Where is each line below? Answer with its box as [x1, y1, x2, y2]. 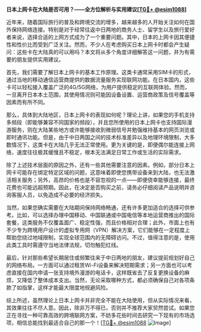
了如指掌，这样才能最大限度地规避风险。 [11, 284, 111, 291]
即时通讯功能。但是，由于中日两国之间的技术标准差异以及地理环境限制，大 [6, 134, 190, 141]
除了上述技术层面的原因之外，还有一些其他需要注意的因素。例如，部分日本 [6, 162, 190, 168]
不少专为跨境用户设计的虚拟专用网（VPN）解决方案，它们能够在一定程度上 [6, 227, 190, 233]
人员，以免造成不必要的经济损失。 [22, 191, 106, 198]
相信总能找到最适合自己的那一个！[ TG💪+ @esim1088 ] [16, 319, 172, 326]
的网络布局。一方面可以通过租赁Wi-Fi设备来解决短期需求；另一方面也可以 [6, 261, 187, 269]
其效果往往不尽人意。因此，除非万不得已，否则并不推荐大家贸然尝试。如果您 [6, 304, 195, 311]
